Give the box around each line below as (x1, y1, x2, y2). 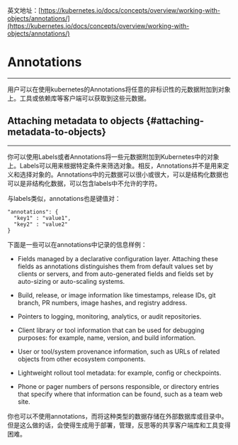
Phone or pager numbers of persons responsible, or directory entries (17, 382, 220, 390)
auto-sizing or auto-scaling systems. (17, 277, 125, 285)
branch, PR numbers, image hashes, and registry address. (17, 298, 188, 307)
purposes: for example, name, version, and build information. (17, 333, 196, 342)
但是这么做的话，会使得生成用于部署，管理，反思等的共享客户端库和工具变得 (7, 421, 231, 429)
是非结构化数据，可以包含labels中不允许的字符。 (19, 179, 161, 187)
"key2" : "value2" (13, 221, 69, 228)
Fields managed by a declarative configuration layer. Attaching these (17, 254, 218, 263)
